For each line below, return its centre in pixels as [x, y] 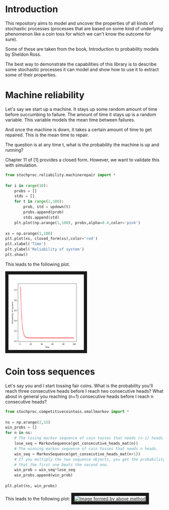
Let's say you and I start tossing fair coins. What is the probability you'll [79, 386]
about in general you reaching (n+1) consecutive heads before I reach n [79, 396]
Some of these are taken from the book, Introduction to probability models [82, 49]
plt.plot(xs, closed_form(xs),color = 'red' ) [52, 239]
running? [14, 150]
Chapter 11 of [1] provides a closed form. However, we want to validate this [82, 160]
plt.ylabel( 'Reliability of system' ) [45, 249]
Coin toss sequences [50, 372]
